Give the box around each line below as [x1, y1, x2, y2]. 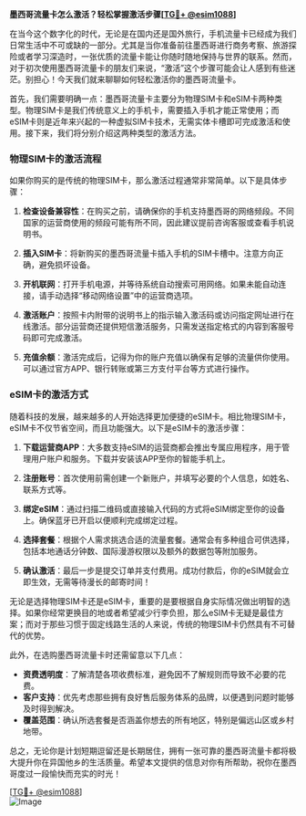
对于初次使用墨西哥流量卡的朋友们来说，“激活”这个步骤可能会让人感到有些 [9, 63, 289, 73]
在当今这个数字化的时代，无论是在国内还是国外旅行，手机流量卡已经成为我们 [9, 28, 297, 39]
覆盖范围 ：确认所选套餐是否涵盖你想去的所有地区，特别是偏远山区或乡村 [22, 714, 294, 725]
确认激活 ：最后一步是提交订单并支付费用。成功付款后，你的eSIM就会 [22, 565, 282, 576]
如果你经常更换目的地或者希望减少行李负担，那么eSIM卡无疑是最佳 [25, 607, 276, 618]
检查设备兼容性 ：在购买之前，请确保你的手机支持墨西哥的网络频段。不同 [22, 205, 294, 217]
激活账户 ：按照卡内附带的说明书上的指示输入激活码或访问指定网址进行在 [22, 309, 294, 320]
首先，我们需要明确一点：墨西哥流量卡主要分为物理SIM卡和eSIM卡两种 [9, 93, 275, 104]
